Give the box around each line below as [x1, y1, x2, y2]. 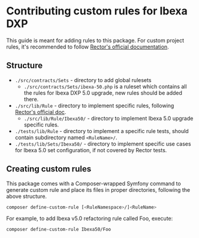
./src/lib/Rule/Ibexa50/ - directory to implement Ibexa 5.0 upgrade [23, 115, 194, 122]
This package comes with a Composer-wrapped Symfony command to [6, 180, 181, 187]
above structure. [6, 192, 47, 200]
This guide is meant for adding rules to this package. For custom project [6, 37, 185, 44]
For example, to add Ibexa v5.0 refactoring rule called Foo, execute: [6, 215, 173, 222]
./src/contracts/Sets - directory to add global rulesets [14, 76, 152, 83]
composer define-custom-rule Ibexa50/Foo [6, 227, 111, 233]
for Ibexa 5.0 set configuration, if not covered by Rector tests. [14, 146, 167, 153]
